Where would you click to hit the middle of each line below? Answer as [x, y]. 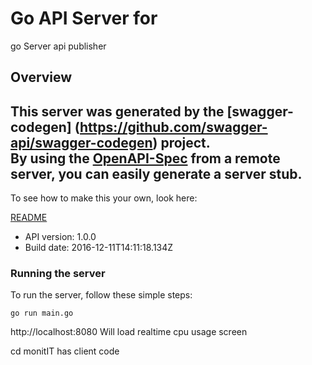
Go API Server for [84, 18]
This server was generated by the [117, 111]
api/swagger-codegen [81, 142]
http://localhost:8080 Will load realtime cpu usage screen [129, 332]
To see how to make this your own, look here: [104, 198]
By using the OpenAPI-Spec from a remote [145, 158]
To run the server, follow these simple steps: [101, 295]
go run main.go [42, 313]
